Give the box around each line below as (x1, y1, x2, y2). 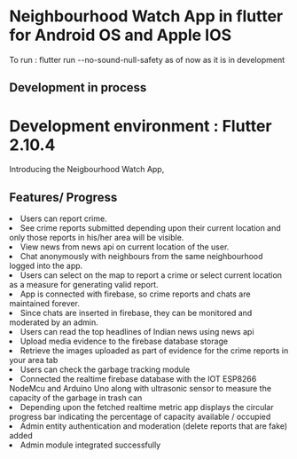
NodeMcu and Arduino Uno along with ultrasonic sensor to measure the (9, 384, 272, 394)
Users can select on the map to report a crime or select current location (20, 270, 282, 281)
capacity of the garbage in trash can (9, 392, 143, 403)
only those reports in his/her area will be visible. (9, 233, 184, 243)
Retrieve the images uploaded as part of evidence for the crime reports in (20, 345, 289, 356)
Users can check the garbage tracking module (20, 364, 191, 375)
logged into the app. (9, 260, 83, 272)
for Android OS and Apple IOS (9, 25, 232, 45)
